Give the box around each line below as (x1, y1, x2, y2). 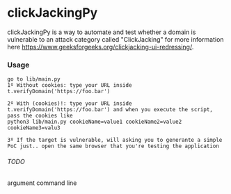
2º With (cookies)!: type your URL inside (7, 100, 132, 107)
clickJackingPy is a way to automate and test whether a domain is (7, 28, 196, 36)
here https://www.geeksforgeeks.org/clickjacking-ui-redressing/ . (7, 42, 194, 51)
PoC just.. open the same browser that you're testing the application (7, 143, 219, 150)
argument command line (7, 179, 77, 187)
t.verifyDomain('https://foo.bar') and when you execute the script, (7, 106, 214, 113)
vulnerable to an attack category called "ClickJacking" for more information (7, 35, 224, 43)
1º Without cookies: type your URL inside (7, 82, 132, 89)
